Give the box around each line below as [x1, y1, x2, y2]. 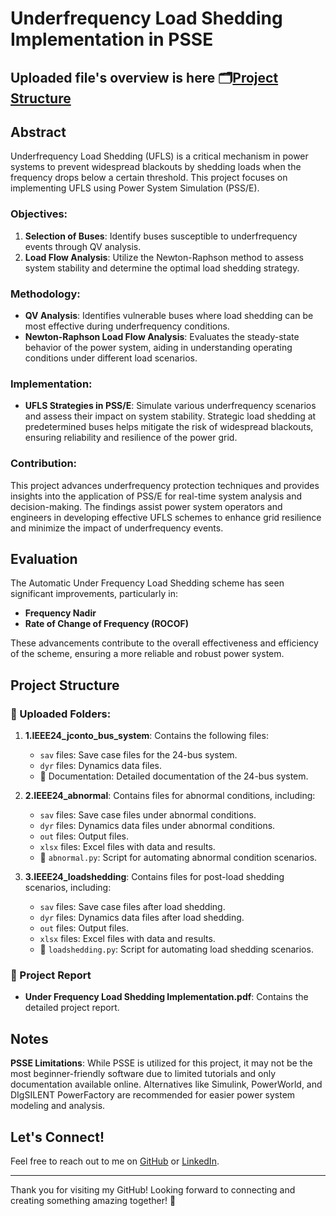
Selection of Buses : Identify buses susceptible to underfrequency [24, 230, 298, 242]
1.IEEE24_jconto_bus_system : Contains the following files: [24, 730, 269, 742]
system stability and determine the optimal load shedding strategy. [24, 262, 300, 274]
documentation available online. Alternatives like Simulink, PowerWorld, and [10, 1078, 323, 1091]
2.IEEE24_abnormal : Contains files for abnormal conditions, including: [24, 790, 316, 802]
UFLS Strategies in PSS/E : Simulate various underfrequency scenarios [24, 400, 317, 412]
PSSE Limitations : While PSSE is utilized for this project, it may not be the [10, 1057, 313, 1069]
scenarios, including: [24, 882, 112, 894]
